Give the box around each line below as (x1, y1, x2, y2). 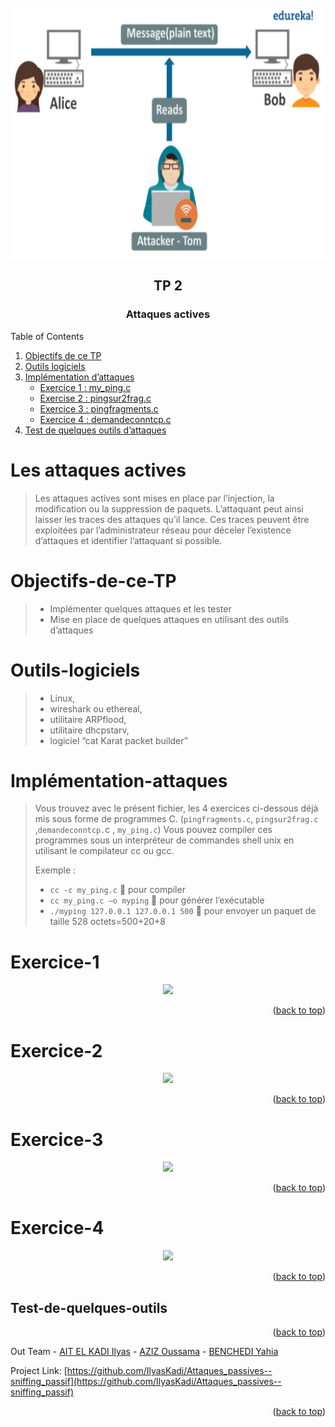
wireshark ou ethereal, (49, 702, 143, 715)
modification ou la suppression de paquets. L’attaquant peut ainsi (34, 502, 304, 515)
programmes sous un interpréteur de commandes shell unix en (34, 834, 295, 846)
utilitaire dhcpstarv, (49, 724, 130, 736)
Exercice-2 (10, 1039, 103, 1062)
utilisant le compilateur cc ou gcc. (34, 845, 175, 857)
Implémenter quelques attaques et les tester (49, 602, 232, 615)
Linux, (49, 692, 76, 704)
